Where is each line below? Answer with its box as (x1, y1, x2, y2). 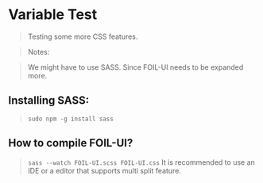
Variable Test (8, 6, 98, 24)
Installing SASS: (8, 93, 90, 108)
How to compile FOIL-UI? (8, 136, 133, 150)
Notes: (27, 47, 50, 56)
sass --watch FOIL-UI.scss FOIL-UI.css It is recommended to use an (27, 157, 256, 167)
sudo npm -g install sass (27, 115, 114, 123)
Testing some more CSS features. (27, 32, 138, 41)
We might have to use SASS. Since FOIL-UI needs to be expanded (27, 62, 244, 72)
